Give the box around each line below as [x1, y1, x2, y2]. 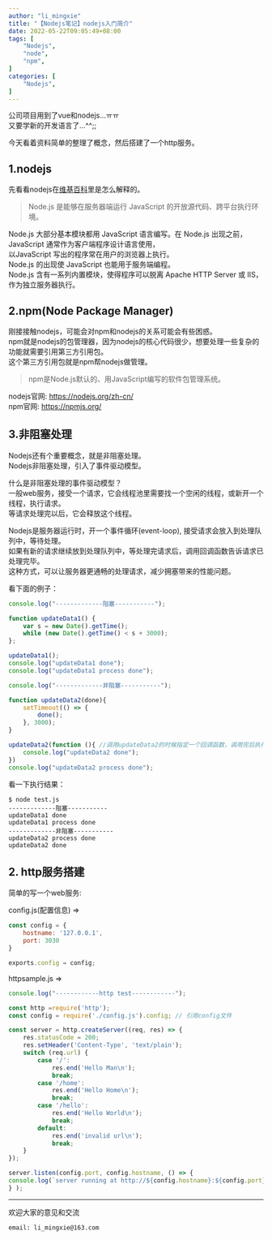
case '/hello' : [37, 1101, 89, 1110]
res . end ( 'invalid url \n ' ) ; [51, 1131, 143, 1140]
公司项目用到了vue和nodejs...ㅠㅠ [8, 110, 120, 120]
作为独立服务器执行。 [8, 280, 79, 290]
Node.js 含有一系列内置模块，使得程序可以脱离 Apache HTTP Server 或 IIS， [8, 269, 263, 280]
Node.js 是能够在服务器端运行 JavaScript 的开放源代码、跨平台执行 [28, 202, 253, 212]
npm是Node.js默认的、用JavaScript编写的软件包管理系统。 [28, 374, 225, 384]
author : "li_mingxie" [8, 11, 82, 20]
